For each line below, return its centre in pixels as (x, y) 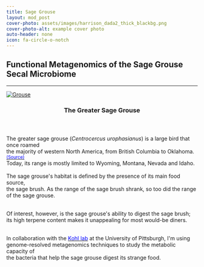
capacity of (21, 251)
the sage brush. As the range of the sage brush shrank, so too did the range (101, 189)
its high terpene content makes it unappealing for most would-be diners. (97, 220)
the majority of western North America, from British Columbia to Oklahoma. (100, 151)
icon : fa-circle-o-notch (38, 40)
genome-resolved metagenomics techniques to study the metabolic (91, 245)
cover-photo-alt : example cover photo (55, 29)
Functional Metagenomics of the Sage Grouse (95, 65)
